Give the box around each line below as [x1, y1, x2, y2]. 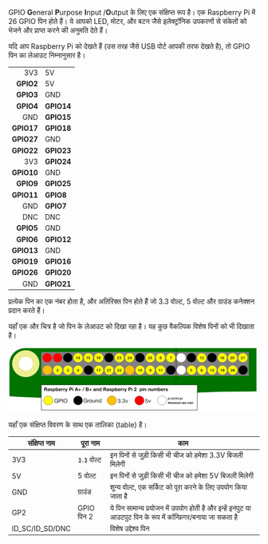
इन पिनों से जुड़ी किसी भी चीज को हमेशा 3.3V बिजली [109, 450, 243, 459]
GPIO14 [45, 101, 72, 111]
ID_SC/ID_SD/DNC [11, 524, 72, 534]
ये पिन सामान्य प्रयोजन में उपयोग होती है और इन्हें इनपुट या [109, 503, 251, 513]
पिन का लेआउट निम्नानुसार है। [8, 50, 86, 60]
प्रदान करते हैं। [8, 306, 45, 315]
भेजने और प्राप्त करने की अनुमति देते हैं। [8, 26, 108, 35]
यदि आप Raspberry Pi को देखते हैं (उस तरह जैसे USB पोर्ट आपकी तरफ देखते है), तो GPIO [8, 42, 250, 51]
